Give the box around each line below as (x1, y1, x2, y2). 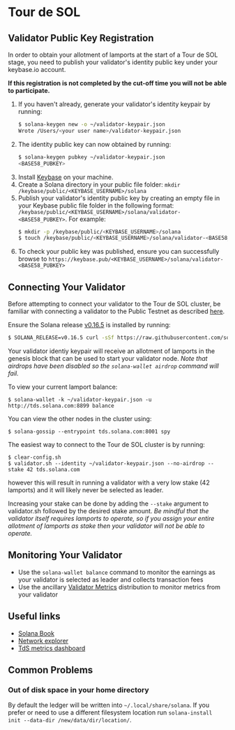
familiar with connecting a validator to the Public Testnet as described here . (8, 307, 225, 315)
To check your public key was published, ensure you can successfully (17, 248, 220, 256)
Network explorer (17, 636, 69, 645)
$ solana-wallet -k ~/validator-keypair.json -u (8, 396, 152, 403)
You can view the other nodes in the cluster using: (8, 414, 152, 423)
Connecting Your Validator (8, 281, 126, 293)
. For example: (65, 215, 107, 223)
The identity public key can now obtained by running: (17, 140, 172, 148)
